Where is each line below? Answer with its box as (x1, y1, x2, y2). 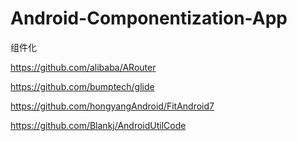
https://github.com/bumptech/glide (10, 80, 155, 92)
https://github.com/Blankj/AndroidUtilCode (10, 119, 187, 131)
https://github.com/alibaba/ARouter (10, 61, 157, 73)
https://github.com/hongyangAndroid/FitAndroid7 (10, 100, 215, 112)
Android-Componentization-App (10, 7, 288, 30)
